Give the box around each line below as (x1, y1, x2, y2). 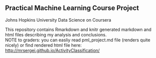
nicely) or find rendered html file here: (5, 42, 82, 48)
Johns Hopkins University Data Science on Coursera (5, 17, 111, 23)
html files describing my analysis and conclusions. (5, 31, 107, 37)
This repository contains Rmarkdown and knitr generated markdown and (5, 27, 152, 32)
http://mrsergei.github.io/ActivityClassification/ (5, 47, 100, 53)
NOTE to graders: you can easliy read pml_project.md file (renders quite (5, 37, 151, 43)
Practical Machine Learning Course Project (5, 4, 139, 12)
